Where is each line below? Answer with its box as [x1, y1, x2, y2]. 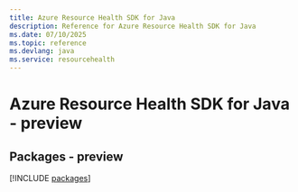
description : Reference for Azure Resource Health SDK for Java [9, 22, 256, 31]
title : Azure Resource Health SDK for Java [9, 13, 176, 23]
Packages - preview [9, 149, 124, 164]
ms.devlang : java [9, 47, 75, 56]
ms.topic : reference [9, 38, 88, 48]
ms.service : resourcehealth [9, 55, 116, 64]
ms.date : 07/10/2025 [9, 30, 88, 39]
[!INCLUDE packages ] [9, 173, 91, 183]
